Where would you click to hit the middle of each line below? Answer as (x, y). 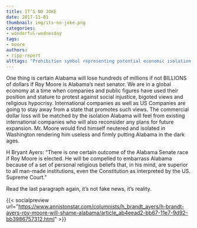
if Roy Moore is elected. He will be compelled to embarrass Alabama (89, 158)
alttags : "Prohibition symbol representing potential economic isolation (99, 61)
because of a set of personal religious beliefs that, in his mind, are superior (97, 165)
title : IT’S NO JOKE (32, 12)
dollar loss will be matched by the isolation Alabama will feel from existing (96, 115)
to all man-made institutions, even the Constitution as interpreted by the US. (98, 171)
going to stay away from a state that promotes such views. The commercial (98, 109)
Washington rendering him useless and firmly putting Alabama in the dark (95, 134)
